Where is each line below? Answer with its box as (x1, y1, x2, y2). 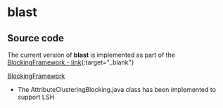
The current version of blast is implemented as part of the (7, 50, 176, 59)
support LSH (17, 93, 55, 101)
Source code (7, 32, 65, 44)
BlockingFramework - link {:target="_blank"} (7, 58, 134, 67)
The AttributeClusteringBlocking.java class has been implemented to (17, 86, 217, 93)
